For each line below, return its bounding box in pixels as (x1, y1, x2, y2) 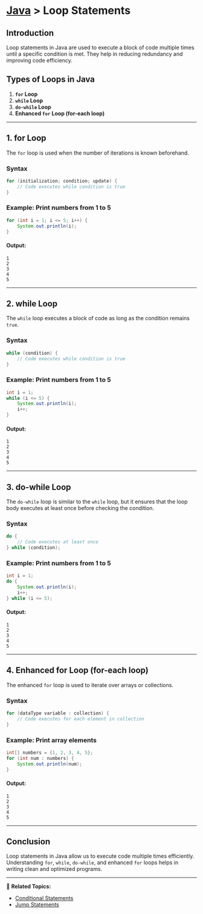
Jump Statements (14, 901, 59, 909)
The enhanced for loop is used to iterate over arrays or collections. (6, 681, 174, 688)
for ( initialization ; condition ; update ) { (6, 178, 118, 184)
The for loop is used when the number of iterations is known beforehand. (6, 149, 189, 156)
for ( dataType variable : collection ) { (6, 710, 110, 716)
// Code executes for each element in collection (17, 716, 145, 722)
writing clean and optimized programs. (6, 865, 103, 873)
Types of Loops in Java (6, 74, 95, 85)
